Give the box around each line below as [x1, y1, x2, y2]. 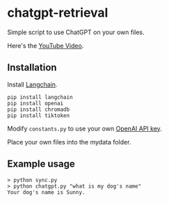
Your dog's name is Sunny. [7, 188, 86, 196]
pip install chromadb [7, 106, 70, 113]
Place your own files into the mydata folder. [7, 137, 131, 146]
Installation [7, 61, 57, 74]
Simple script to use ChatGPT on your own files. [7, 28, 145, 36]
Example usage [7, 158, 75, 170]
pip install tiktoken [7, 112, 70, 119]
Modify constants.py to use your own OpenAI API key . [7, 124, 162, 133]
